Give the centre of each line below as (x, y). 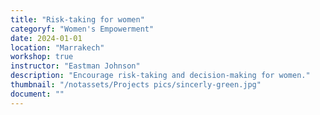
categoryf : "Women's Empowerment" (82, 29)
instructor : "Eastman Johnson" (75, 66)
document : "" (37, 94)
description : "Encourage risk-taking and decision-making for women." (160, 76)
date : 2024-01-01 (46, 38)
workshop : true (42, 57)
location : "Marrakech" (57, 47)
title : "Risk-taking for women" (77, 19)
